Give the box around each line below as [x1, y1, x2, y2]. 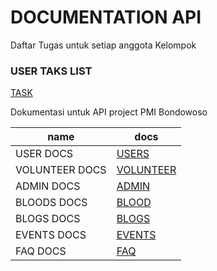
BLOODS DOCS [15, 196, 88, 210]
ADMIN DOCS [15, 179, 81, 193]
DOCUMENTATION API [10, 6, 202, 29]
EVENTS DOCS [15, 228, 87, 242]
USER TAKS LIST [10, 64, 93, 78]
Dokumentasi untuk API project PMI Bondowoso [10, 106, 208, 118]
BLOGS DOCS [15, 212, 81, 226]
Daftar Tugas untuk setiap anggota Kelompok [10, 39, 197, 51]
